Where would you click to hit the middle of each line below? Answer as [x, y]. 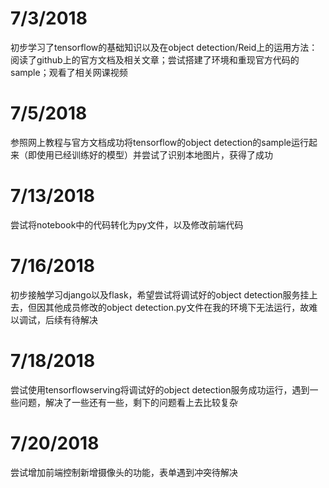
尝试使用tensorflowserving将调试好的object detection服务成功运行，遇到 [160, 389]
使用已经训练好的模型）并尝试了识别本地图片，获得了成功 [154, 154]
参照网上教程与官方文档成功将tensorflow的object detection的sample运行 [159, 142]
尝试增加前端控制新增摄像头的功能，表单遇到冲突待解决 [124, 472]
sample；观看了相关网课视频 [69, 72]
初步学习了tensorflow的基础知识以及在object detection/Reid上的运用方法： [164, 47]
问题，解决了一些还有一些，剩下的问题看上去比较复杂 [128, 402]
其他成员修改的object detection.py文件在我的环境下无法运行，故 [177, 307]
